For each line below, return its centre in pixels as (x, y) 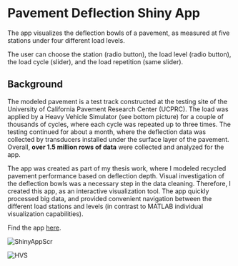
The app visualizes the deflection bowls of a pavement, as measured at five (119, 33)
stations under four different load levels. (66, 40)
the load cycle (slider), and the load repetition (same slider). (95, 61)
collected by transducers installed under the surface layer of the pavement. (118, 139)
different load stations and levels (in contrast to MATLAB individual (105, 206)
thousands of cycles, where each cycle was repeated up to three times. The (119, 124)
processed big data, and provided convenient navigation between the (110, 198)
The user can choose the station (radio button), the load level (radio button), (119, 54)
